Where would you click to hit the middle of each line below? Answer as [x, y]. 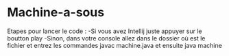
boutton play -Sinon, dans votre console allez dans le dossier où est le [106, 38]
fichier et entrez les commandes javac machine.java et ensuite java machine [115, 45]
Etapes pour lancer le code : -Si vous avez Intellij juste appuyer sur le [105, 31]
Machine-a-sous [56, 12]
